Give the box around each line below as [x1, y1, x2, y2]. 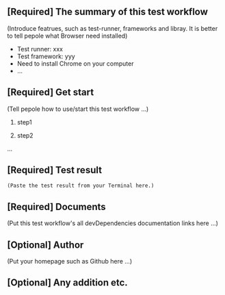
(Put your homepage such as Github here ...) [7, 257, 133, 266]
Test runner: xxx [16, 44, 64, 53]
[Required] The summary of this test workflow [7, 6, 209, 18]
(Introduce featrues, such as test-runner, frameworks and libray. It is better [7, 24, 218, 32]
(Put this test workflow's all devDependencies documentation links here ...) [7, 219, 219, 227]
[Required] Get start [7, 86, 94, 99]
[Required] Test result [7, 164, 103, 176]
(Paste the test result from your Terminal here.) [7, 182, 155, 190]
